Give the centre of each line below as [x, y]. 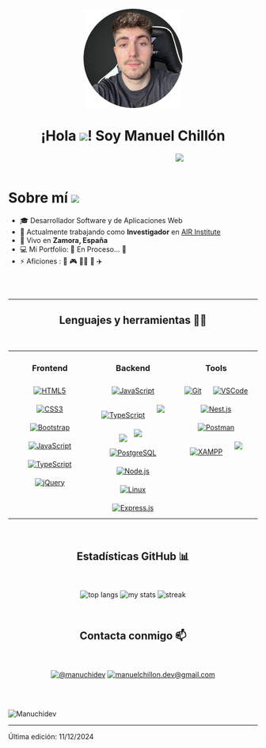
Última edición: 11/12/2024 [51, 736]
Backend [133, 368]
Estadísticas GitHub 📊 [133, 556]
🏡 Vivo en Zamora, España [64, 240]
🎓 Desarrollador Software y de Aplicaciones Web [101, 220]
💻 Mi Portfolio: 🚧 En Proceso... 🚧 [73, 249]
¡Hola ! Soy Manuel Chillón [133, 136]
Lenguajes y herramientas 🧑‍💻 [133, 320]
